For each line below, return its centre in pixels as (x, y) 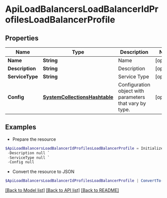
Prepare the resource (34, 139)
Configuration (134, 85)
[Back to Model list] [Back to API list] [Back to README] (62, 191)
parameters (131, 97)
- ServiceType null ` (29, 158)
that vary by (132, 103)
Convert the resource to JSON (43, 172)
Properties (22, 38)
